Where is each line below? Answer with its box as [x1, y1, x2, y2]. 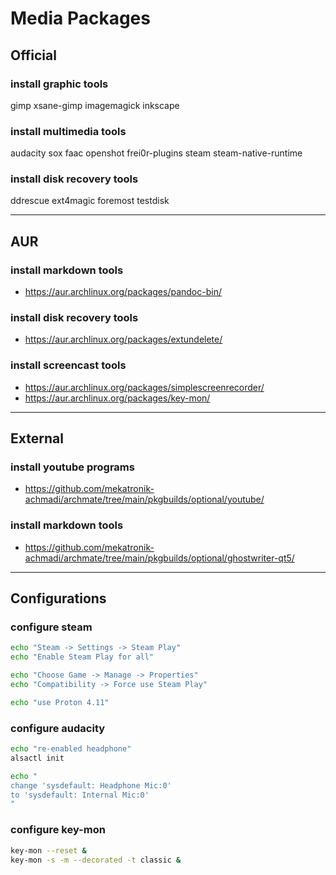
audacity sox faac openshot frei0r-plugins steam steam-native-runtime [10, 147, 303, 159]
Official [10, 47, 57, 64]
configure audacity [10, 721, 106, 735]
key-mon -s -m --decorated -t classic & [10, 855, 182, 865]
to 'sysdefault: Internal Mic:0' [10, 790, 150, 800]
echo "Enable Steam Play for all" [10, 652, 155, 662]
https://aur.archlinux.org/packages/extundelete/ [24, 333, 223, 346]
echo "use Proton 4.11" [10, 697, 110, 707]
